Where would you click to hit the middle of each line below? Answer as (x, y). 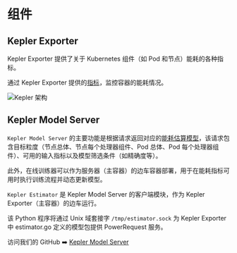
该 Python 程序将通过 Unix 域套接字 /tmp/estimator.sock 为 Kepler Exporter (117, 218)
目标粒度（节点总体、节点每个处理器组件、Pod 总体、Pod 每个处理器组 (116, 147)
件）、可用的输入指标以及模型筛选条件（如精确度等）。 (85, 155)
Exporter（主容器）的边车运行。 (54, 203)
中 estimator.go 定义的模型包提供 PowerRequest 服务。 (87, 227)
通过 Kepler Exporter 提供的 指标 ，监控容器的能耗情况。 (87, 82)
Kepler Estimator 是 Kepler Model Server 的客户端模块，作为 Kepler (106, 194)
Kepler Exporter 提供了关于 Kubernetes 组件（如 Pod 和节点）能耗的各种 (113, 58)
